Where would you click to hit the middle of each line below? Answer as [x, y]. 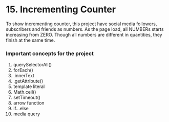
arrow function [29, 103]
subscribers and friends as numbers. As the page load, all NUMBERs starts [85, 29]
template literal [29, 86]
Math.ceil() [25, 92]
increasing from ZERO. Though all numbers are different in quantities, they [84, 34]
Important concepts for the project [50, 54]
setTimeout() [27, 98]
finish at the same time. [30, 40]
